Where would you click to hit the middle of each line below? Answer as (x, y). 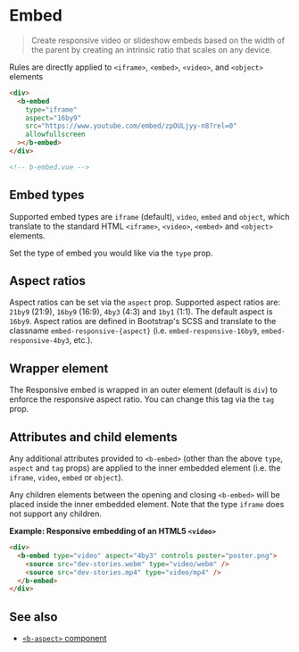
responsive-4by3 (39, 341)
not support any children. (56, 514)
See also (33, 617)
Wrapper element (59, 368)
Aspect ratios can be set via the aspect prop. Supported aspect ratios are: (145, 302)
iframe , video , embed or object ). (66, 478)
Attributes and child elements (93, 437)
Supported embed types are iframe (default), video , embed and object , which (149, 216)
